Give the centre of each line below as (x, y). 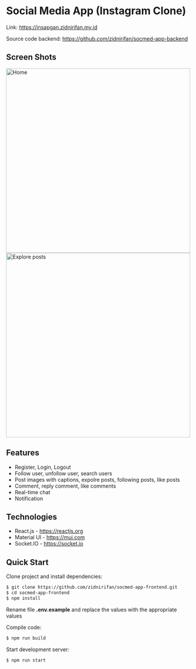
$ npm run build (26, 638)
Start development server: (38, 649)
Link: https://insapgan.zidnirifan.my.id (52, 27)
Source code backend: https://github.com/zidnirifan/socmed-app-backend (97, 38)
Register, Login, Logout (43, 467)
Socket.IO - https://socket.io (49, 544)
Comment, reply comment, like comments (65, 486)
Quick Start (27, 562)
